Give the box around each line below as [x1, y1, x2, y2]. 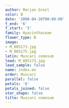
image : [5, 40, 19, 45]
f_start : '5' [5, 26, 32, 31]
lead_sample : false [5, 63, 45, 68]
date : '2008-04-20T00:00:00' [5, 16, 65, 21]
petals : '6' [5, 81, 30, 86]
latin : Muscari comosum [5, 53, 54, 59]
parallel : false [5, 77, 38, 82]
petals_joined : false [5, 86, 50, 91]
